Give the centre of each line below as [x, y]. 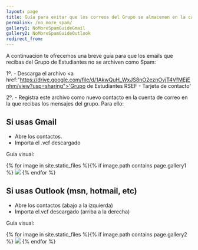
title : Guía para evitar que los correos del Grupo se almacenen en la [96, 17]
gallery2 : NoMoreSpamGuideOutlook [49, 34]
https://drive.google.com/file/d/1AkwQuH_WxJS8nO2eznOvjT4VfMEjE [105, 80]
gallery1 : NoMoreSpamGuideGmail [46, 28]
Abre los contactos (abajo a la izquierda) [64, 205]
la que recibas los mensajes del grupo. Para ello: [65, 103]
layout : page [22, 11]
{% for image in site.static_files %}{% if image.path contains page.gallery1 [96, 165]
